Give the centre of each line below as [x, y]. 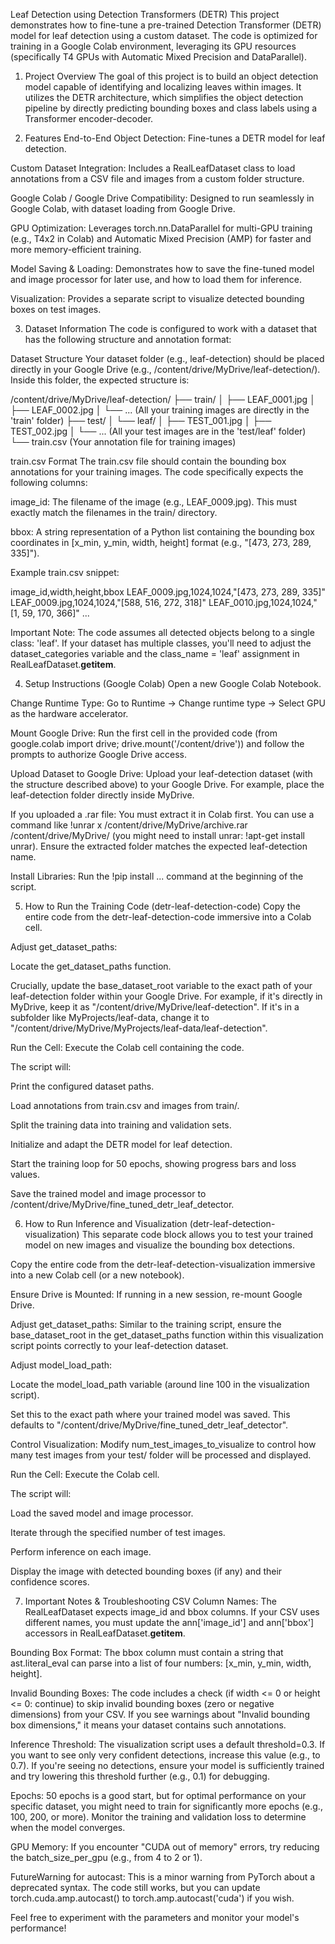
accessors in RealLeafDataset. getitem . [105, 1633]
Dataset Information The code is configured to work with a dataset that [170, 328]
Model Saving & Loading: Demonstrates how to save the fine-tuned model [162, 268]
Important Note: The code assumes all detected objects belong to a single [162, 632]
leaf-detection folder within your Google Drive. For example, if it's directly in [166, 996]
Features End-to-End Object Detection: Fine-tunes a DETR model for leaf [175, 138]
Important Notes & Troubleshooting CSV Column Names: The [150, 1601]
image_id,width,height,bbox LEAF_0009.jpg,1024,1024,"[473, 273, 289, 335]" [168, 592]
